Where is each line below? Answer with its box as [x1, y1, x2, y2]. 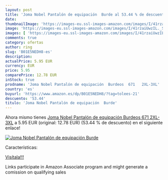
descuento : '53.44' [5, 96, 46, 101]
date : [5, 17, 16, 22]
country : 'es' [5, 86, 35, 92]
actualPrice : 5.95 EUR [5, 59, 52, 64]
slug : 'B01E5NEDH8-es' [5, 49, 52, 54]
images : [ [5, 31, 26, 36]
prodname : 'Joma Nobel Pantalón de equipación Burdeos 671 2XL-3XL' [5, 82, 160, 87]
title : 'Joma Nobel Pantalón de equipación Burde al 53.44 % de [5, 12, 144, 17]
